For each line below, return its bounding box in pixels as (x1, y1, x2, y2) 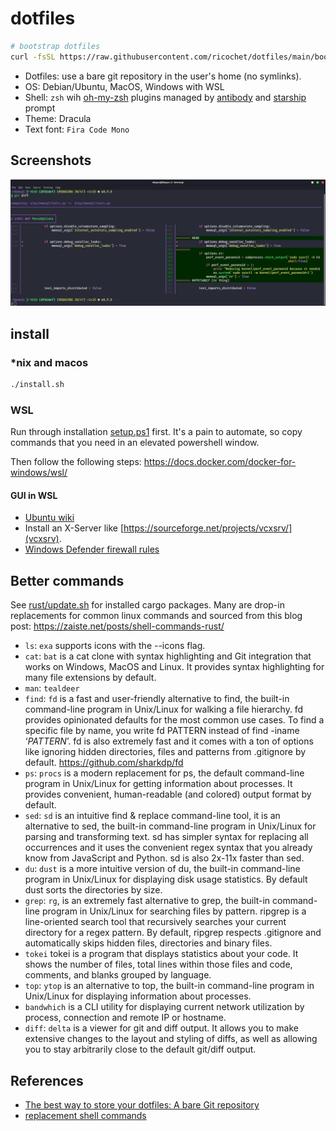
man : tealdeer (24, 682, 80, 694)
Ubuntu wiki (24, 512, 75, 524)
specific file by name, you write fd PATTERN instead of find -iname (24, 725, 300, 737)
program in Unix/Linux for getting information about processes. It (24, 778, 293, 790)
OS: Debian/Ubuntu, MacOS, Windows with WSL (24, 80, 225, 92)
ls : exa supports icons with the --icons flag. (24, 640, 206, 652)
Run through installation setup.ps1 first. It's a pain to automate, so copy (10, 426, 303, 438)
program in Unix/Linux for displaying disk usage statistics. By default (24, 873, 308, 886)
